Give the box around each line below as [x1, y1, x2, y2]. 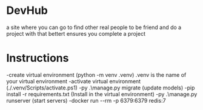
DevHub [6, 4, 48, 18]
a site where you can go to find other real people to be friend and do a [6, 24, 182, 31]
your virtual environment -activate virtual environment [6, 77, 141, 85]
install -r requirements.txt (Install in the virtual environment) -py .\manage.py [6, 90, 198, 97]
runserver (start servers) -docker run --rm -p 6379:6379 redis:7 [6, 97, 166, 104]
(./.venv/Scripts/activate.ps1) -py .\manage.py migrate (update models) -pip [6, 84, 195, 91]
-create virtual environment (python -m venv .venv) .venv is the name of [6, 71, 187, 79]
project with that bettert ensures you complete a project [6, 30, 145, 37]
